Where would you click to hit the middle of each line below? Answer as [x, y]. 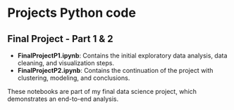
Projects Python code [72, 13]
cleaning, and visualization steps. [66, 63]
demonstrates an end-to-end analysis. [63, 99]
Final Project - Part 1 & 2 [60, 39]
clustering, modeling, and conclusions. [74, 78]
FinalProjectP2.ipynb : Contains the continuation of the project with [115, 70]
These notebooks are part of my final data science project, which [102, 91]
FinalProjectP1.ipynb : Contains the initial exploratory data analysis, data [122, 55]
